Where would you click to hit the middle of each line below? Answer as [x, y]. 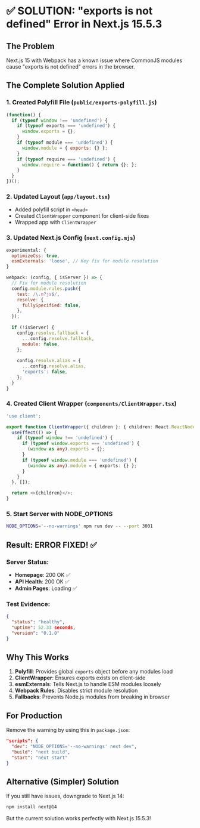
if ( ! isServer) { [33, 328]
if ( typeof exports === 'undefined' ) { [66, 126]
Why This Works [38, 657]
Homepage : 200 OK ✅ [43, 574]
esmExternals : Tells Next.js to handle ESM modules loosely [88, 684]
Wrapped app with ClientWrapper [55, 223]
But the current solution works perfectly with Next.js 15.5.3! [79, 818]
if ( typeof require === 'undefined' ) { [66, 159]
